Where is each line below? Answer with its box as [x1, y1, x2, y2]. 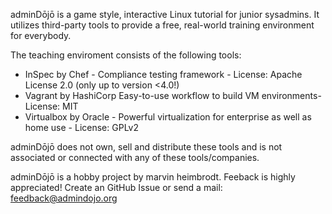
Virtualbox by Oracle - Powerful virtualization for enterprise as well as [24, 111, 312, 123]
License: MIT [24, 100, 79, 112]
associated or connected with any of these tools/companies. [10, 152, 260, 163]
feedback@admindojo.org [10, 192, 118, 204]
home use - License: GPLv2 [24, 122, 139, 133]
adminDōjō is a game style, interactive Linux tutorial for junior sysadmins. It [10, 9, 320, 20]
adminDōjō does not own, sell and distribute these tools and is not [10, 141, 283, 153]
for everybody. [10, 30, 72, 41]
